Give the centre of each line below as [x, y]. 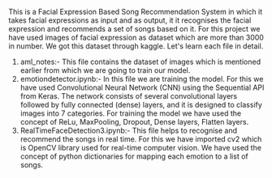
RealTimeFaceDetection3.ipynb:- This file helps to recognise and [129, 130]
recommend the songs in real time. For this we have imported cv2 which [141, 139]
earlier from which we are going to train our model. [105, 70]
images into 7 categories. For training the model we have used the [131, 113]
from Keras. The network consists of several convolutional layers [129, 96]
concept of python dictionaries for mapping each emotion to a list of [134, 156]
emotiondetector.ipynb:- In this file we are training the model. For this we [142, 79]
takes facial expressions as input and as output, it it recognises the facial [130, 20]
